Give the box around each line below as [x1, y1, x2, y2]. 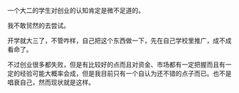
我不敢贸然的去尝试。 [7, 21, 70, 30]
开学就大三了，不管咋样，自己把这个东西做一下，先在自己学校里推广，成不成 [7, 36, 232, 45]
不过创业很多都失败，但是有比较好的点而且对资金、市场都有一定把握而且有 [7, 60, 225, 69]
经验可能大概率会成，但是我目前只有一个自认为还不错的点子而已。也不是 [19, 70, 232, 77]
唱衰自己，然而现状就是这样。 [7, 78, 95, 87]
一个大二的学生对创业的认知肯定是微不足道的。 [7, 6, 144, 14]
